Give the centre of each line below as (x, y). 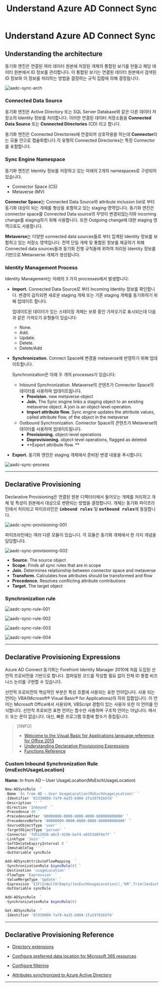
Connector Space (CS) (35, 186)
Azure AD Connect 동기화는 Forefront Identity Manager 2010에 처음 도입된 (78, 669)
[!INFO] (24, 726)
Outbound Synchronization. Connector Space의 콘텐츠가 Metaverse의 (88, 423)
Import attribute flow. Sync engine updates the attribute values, (91, 412)
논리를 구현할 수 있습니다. (38, 681)
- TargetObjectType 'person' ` (36, 830)
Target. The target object (37, 586)
